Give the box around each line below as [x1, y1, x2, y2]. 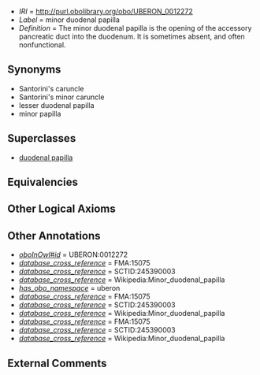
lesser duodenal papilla [18, 100, 95, 110]
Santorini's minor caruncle [18, 92, 105, 102]
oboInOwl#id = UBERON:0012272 [18, 250, 128, 259]
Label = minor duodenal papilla [18, 15, 120, 24]
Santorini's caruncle [18, 84, 84, 93]
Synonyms [7, 63, 61, 76]
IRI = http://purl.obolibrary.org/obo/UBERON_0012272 [18, 7, 194, 16]
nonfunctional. [18, 40, 66, 50]
